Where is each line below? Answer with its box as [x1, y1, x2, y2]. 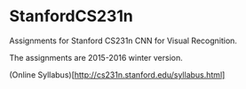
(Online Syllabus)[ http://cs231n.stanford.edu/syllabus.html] [9, 69, 226, 80]
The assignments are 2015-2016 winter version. [9, 52, 184, 63]
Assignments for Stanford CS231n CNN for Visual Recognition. [9, 35, 238, 46]
